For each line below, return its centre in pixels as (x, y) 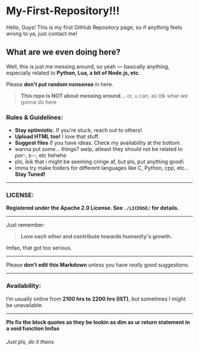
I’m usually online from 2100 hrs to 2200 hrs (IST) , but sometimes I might (96, 299)
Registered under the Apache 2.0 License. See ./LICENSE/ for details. (93, 208)
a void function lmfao (33, 328)
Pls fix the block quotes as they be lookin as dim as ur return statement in (98, 322)
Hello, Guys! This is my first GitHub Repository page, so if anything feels (94, 27)
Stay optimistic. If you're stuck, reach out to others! (78, 130)
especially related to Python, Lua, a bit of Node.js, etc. (73, 73)
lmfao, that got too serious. (39, 248)
